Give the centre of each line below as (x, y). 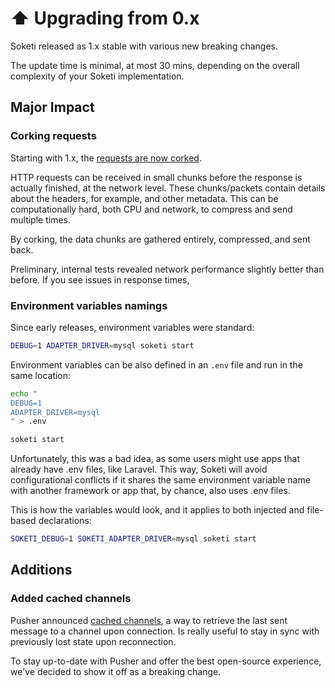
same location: (41, 375)
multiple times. (40, 219)
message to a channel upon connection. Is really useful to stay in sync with (165, 631)
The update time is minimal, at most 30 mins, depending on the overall (155, 65)
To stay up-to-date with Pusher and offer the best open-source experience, (166, 661)
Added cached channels (71, 599)
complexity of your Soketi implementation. (97, 76)
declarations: (65, 521)
